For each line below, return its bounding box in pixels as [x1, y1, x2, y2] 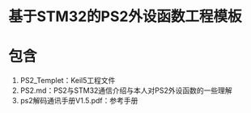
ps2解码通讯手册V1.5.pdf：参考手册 [19, 96, 138, 106]
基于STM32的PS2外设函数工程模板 [8, 7, 242, 26]
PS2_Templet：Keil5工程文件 [19, 76, 116, 86]
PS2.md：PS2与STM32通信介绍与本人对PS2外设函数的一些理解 [19, 86, 232, 95]
